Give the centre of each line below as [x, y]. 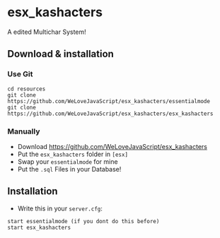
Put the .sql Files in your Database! [69, 169]
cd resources [27, 89]
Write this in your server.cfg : [60, 208]
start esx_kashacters [39, 227]
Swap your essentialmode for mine [68, 161]
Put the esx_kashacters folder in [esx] [73, 154]
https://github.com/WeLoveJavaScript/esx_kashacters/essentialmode [109, 101]
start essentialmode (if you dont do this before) [83, 221]
